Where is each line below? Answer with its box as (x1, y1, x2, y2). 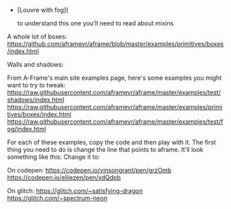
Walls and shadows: (7, 60, 64, 68)
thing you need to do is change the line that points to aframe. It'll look (7, 146, 204, 153)
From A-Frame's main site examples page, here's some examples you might (7, 74, 222, 82)
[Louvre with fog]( (16, 6, 69, 14)
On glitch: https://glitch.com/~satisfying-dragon (7, 187, 143, 195)
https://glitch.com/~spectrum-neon (7, 194, 108, 202)
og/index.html (7, 125, 47, 133)
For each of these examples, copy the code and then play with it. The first (7, 138, 217, 146)
